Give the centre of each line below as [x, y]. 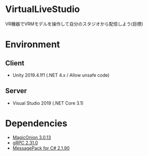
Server [16, 91]
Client [15, 63]
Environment [33, 45]
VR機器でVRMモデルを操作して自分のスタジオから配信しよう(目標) [74, 24]
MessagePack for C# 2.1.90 [41, 148]
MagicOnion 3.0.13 [32, 137]
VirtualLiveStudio [43, 9]
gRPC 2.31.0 [25, 142]
